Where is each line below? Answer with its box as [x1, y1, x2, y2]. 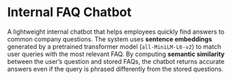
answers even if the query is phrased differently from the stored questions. [7, 65, 224, 73]
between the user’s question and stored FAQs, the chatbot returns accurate [7, 57, 225, 65]
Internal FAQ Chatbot [7, 4, 132, 20]
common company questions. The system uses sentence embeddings [7, 34, 212, 43]
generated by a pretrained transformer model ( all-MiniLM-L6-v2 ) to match [7, 42, 221, 51]
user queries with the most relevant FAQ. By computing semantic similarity [7, 50, 225, 58]
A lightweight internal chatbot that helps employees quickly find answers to [7, 27, 225, 36]
